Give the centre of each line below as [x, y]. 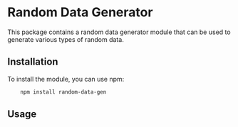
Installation [33, 62]
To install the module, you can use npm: [66, 79]
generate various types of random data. [66, 39]
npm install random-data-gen [63, 92]
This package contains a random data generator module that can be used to [119, 32]
